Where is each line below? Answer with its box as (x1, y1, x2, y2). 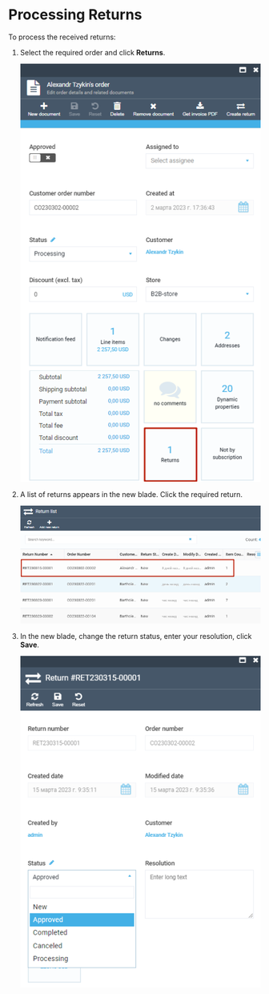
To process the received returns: (8, 32, 116, 42)
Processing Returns (8, 6, 143, 24)
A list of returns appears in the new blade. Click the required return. (19, 490, 243, 499)
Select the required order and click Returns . (19, 47, 166, 57)
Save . (19, 640, 40, 650)
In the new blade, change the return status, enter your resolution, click (19, 632, 252, 641)
